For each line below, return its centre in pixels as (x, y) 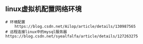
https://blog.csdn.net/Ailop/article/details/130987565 (75, 26)
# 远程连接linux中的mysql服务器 (36, 32)
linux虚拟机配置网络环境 (43, 9)
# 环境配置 (15, 22)
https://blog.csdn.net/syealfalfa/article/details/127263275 (72, 36)
